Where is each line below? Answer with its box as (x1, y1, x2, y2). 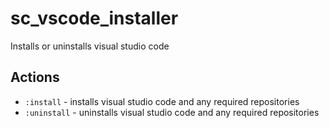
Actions (10, 69, 60, 86)
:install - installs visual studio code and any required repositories (24, 95, 300, 107)
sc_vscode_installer (10, 7, 179, 30)
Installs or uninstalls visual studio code (10, 40, 170, 52)
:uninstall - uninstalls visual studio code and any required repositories (24, 106, 320, 118)
